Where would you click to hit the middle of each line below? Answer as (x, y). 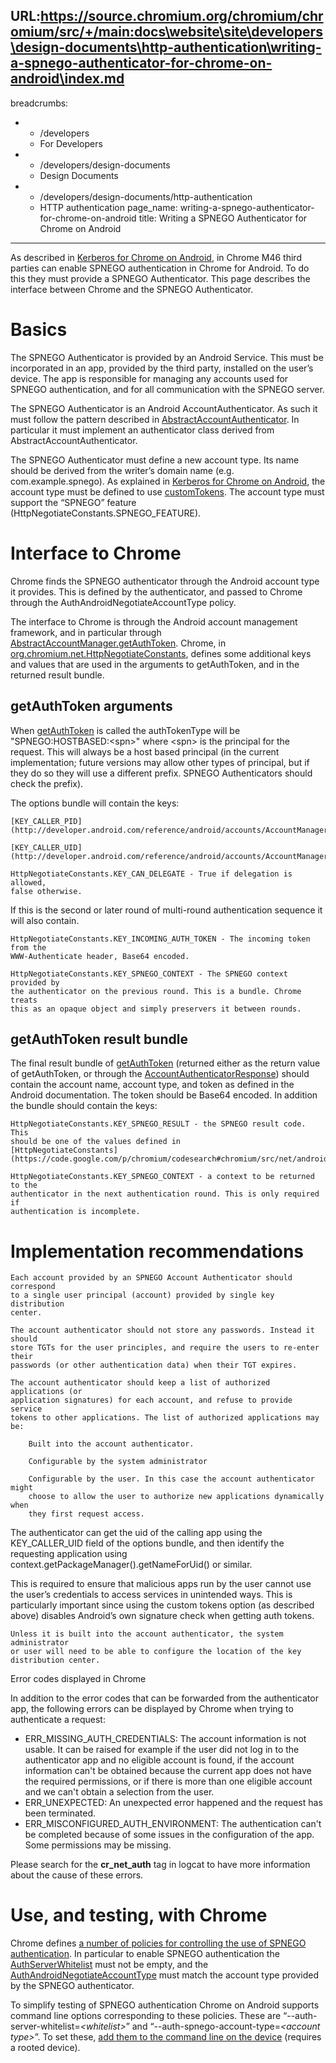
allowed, (28, 882)
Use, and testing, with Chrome (139, 1915)
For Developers (71, 143)
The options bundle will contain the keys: (95, 803)
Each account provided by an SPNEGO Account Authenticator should (151, 1278)
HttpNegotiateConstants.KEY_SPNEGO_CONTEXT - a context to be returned (162, 1177)
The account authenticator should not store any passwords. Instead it (162, 1330)
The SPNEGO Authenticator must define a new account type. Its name (155, 460)
